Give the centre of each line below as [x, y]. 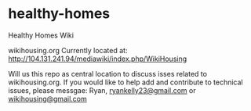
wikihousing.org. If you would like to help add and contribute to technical [125, 82]
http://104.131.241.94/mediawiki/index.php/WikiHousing [98, 59]
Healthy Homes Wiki [41, 35]
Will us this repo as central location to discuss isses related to [108, 73]
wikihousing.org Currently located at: [68, 50]
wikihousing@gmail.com [48, 98]
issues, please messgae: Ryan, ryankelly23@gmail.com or [102, 90]
